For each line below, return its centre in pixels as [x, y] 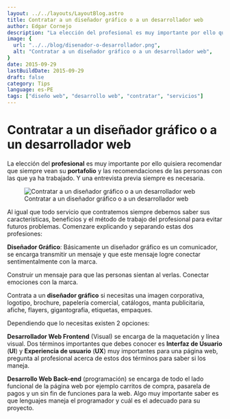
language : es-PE [30, 90]
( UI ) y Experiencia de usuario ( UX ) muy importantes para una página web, [113, 351]
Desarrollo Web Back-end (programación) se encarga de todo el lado [105, 379]
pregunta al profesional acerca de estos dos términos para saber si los [107, 358]
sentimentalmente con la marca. [52, 262]
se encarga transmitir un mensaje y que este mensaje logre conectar [104, 254]
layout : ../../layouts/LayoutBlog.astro [66, 13]
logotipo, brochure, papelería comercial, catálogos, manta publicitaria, [106, 303]
